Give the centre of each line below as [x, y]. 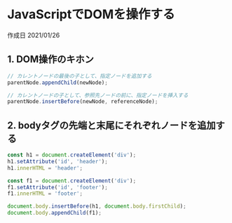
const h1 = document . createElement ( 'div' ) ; [72, 155]
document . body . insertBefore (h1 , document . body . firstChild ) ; [97, 207]
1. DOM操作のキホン [51, 59]
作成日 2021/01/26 [34, 35]
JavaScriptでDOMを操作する [91, 14]
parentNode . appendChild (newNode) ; [58, 82]
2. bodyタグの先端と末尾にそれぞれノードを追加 [111, 125]
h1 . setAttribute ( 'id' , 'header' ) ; [58, 161]
